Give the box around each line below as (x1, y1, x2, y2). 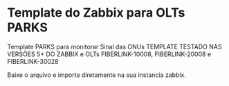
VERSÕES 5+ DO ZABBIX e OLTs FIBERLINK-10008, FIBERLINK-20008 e (7, 50, 212, 58)
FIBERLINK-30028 (7, 57, 59, 65)
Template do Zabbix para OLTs (7, 5, 185, 21)
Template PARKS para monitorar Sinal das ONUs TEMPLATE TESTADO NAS (7, 42, 222, 51)
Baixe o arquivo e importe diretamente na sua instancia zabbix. (7, 71, 187, 79)
